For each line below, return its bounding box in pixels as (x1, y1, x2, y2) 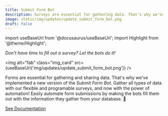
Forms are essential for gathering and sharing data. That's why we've (5, 74, 148, 80)
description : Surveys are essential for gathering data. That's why (5, 12, 151, 17)
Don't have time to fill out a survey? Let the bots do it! (5, 50, 116, 56)
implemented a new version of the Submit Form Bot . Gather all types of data (5, 80, 162, 86)
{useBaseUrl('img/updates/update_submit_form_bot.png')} (5, 65, 126, 71)
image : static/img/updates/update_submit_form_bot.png (5, 16, 122, 21)
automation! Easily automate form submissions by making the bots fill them (5, 90, 159, 96)
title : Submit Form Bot (5, 7, 55, 12)
